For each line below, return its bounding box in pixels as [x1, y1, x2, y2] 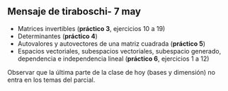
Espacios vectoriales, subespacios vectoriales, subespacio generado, [17, 47, 222, 55]
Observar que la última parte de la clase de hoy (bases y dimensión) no [7, 68, 216, 76]
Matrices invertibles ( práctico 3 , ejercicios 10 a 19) [17, 24, 166, 32]
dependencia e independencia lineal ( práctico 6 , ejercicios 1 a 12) [17, 54, 210, 63]
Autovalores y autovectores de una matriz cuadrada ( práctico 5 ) [17, 39, 205, 48]
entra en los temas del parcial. [7, 75, 96, 84]
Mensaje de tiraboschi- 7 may [7, 6, 142, 18]
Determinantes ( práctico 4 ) [17, 32, 98, 40]
